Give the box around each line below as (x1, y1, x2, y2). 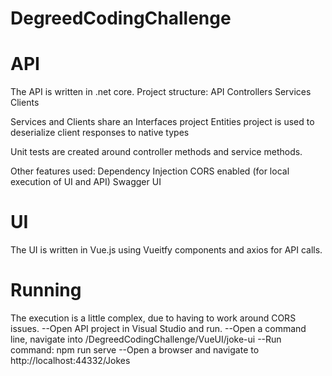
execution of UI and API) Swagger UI (10, 176, 162, 188)
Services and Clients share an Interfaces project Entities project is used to (10, 116, 315, 128)
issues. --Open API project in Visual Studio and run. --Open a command (10, 323, 307, 334)
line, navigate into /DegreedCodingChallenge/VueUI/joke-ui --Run (10, 333, 282, 345)
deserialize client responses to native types (10, 127, 190, 139)
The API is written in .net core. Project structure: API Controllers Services (10, 86, 312, 98)
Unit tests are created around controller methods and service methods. (10, 146, 303, 158)
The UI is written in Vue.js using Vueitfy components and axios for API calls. (10, 244, 323, 256)
